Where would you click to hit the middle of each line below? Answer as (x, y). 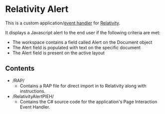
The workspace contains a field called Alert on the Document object (82, 42)
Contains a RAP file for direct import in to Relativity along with (83, 86)
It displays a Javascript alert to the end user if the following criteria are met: (83, 32)
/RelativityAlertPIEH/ (33, 96)
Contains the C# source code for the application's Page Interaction (88, 102)
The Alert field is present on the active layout (58, 53)
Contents (20, 68)
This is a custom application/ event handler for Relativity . (63, 23)
